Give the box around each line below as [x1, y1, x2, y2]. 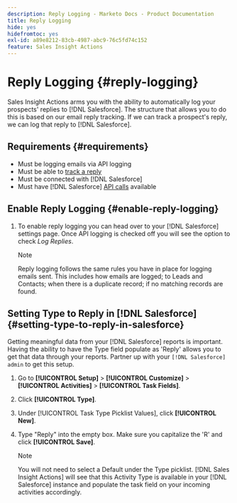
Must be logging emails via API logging [17, 159, 132, 168]
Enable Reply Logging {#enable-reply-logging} [7, 203, 219, 215]
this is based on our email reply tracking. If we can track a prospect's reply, [7, 112, 228, 121]
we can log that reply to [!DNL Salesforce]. [7, 120, 132, 129]
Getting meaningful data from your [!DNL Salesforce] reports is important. [7, 337, 224, 346]
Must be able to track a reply [17, 167, 102, 175]
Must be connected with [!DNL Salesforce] [17, 175, 143, 183]
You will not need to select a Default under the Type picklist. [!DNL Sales [17, 465, 230, 474]
